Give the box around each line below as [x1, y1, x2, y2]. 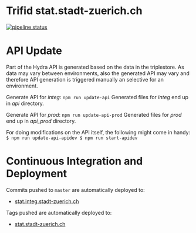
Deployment [6, 167, 67, 180]
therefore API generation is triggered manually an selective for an [6, 76, 164, 83]
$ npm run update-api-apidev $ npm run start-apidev [6, 135, 138, 141]
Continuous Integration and [6, 154, 143, 168]
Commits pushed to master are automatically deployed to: [6, 186, 145, 193]
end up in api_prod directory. [6, 117, 76, 124]
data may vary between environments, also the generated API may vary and [6, 69, 190, 77]
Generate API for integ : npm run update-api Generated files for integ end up [6, 93, 189, 100]
